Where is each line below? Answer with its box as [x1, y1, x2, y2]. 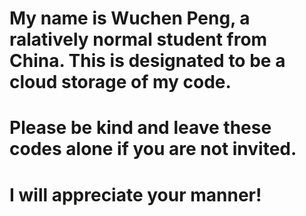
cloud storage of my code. [9, 71, 232, 94]
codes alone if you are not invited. [9, 138, 297, 161]
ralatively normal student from [9, 28, 268, 51]
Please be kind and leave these [9, 117, 272, 139]
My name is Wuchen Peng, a [9, 7, 251, 30]
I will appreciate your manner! [9, 183, 262, 206]
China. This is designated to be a [9, 50, 286, 72]
